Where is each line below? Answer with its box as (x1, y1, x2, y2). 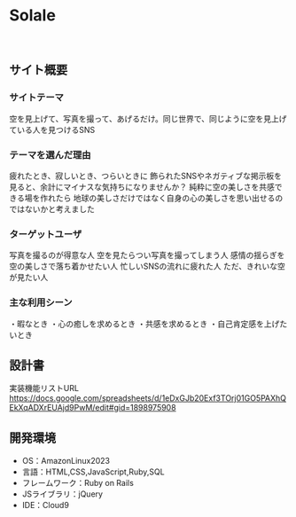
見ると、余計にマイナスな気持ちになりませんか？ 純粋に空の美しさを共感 (9, 181, 275, 192)
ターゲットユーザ (9, 228, 82, 240)
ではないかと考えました (9, 203, 95, 214)
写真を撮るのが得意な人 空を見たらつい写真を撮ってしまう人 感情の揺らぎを (9, 250, 285, 261)
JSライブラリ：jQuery (21, 489, 104, 499)
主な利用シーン (9, 296, 73, 309)
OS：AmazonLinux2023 (21, 456, 111, 466)
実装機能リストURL (9, 383, 80, 394)
